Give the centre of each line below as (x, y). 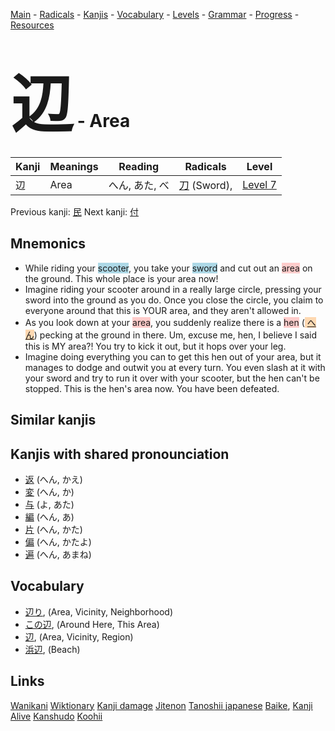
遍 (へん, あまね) (58, 554)
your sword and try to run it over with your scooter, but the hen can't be (172, 378)
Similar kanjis (53, 420)
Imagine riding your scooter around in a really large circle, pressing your (173, 289)
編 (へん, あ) (49, 516)
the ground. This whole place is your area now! (121, 278)
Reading (139, 166)
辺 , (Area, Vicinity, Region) (79, 636)
